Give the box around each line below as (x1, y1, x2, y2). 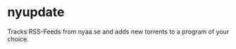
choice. (7, 34, 30, 43)
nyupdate (7, 4, 65, 20)
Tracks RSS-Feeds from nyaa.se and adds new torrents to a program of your (7, 27, 230, 36)
